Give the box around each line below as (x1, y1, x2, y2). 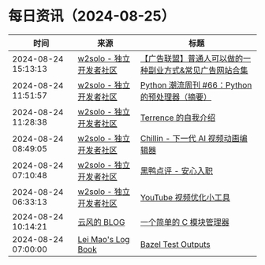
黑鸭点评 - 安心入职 (140, 165, 214, 176)
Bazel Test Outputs (140, 238, 211, 249)
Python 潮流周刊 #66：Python (140, 80, 252, 91)
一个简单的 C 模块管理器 (140, 216, 230, 227)
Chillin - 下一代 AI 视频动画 (140, 132, 241, 144)
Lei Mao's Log (77, 233, 130, 244)
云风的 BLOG (77, 216, 125, 227)
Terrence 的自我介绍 (140, 112, 216, 123)
